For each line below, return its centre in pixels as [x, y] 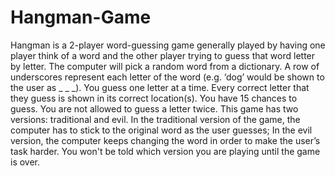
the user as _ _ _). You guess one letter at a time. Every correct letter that [160, 87]
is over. [25, 162]
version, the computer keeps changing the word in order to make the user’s [165, 140]
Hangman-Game [81, 17]
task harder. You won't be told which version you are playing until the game [165, 151]
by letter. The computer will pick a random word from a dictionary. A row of [165, 66]
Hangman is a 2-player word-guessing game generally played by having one [168, 45]
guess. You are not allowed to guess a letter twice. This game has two [154, 108]
